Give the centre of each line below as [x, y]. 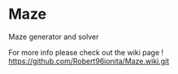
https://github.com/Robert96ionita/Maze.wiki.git [89, 61]
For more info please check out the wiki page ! [86, 52]
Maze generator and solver [54, 37]
